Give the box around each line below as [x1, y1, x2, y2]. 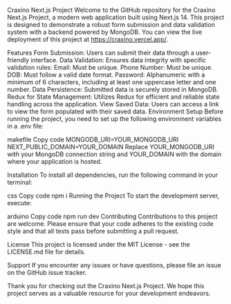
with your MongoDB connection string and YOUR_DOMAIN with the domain [7, 150, 222, 158]
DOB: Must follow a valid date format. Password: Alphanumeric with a [7, 70, 205, 79]
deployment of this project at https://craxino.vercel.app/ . [7, 35, 168, 44]
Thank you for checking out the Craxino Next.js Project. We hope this [7, 282, 205, 289]
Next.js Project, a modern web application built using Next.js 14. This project [7, 13, 225, 21]
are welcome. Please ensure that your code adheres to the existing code [7, 220, 214, 227]
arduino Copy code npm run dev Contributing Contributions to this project [7, 212, 218, 220]
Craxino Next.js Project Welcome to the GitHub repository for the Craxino [7, 6, 216, 14]
